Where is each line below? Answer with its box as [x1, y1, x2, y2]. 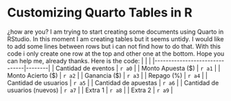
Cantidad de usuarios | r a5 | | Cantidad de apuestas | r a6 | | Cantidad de [7, 78, 219, 87]
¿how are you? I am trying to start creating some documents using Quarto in [7, 27, 224, 36]
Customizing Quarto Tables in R [7, 5, 192, 21]
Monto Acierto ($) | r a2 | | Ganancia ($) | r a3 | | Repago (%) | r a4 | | [7, 71, 208, 80]
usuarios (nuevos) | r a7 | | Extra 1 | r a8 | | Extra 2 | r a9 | [7, 86, 173, 94]
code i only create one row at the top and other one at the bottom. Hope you [7, 49, 225, 58]
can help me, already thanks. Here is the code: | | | [7, 56, 151, 65]
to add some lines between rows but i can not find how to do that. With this [7, 42, 221, 50]
